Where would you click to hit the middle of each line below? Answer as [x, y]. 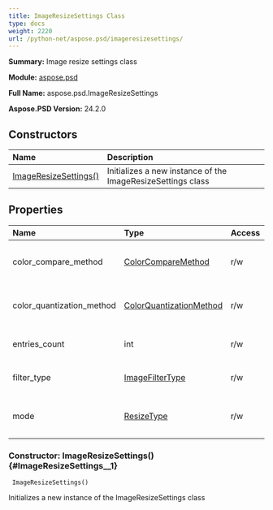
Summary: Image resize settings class [73, 62]
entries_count [39, 344]
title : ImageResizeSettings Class [67, 16]
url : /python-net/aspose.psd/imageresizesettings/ [96, 39]
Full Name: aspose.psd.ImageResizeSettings [83, 93]
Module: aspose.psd [43, 77]
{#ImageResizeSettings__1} [63, 465]
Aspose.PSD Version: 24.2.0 [57, 109]
